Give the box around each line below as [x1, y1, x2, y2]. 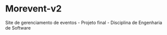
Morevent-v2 [5, 3, 62, 14]
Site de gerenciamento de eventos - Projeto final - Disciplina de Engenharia [5, 19, 162, 25]
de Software [5, 24, 31, 30]
